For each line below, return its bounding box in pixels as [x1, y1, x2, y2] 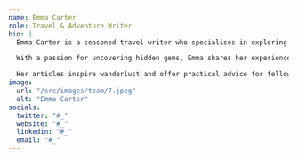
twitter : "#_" [16, 111, 68, 120]
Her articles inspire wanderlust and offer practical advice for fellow [16, 70, 292, 79]
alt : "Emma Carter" [16, 94, 89, 103]
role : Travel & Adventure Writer [8, 21, 133, 30]
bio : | [8, 29, 33, 38]
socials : [8, 103, 41, 112]
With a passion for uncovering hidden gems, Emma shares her [16, 54, 248, 63]
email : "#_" [16, 136, 61, 145]
